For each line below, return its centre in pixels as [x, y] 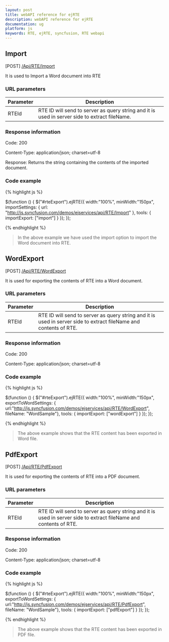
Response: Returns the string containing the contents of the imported [77, 163]
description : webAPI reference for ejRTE [49, 19]
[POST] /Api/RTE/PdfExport [34, 467]
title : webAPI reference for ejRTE [43, 15]
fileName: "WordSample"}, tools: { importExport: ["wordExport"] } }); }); [79, 414]
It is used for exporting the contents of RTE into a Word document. [74, 280]
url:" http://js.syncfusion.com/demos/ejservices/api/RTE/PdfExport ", [75, 605]
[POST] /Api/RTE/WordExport [36, 271]
